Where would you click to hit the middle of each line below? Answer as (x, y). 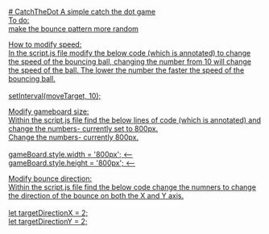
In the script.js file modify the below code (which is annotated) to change (130, 53)
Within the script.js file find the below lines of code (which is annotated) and (135, 120)
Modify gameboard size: (49, 111)
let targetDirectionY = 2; (48, 221)
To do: (19, 20)
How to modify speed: (45, 44)
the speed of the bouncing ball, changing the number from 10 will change (130, 61)
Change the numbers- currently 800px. (74, 137)
